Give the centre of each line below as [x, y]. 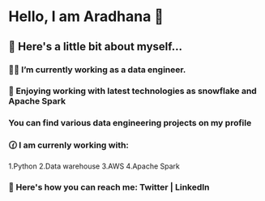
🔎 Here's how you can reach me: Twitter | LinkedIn [109, 187]
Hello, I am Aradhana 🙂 [86, 17]
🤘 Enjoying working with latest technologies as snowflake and [132, 91]
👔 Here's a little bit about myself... [95, 47]
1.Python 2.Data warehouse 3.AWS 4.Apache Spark [94, 166]
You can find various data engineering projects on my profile [130, 123]
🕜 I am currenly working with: [69, 145]
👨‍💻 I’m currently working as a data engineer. [97, 70]
